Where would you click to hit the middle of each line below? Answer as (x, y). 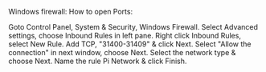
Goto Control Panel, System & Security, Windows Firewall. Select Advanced (133, 27)
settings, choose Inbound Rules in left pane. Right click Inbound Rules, (125, 36)
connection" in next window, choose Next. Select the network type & (122, 52)
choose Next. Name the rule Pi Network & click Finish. (98, 61)
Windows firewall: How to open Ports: (71, 12)
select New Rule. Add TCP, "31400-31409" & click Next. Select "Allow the (130, 44)
